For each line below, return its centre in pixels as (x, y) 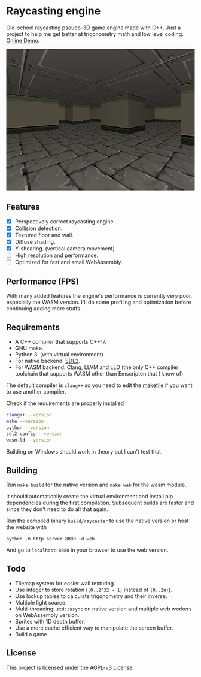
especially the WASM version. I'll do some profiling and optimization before (99, 302)
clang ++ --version (29, 415)
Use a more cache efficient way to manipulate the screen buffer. (94, 628)
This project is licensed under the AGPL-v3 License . (70, 667)
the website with (26, 527)
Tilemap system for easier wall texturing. (65, 583)
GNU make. (29, 348)
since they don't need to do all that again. (57, 509)
